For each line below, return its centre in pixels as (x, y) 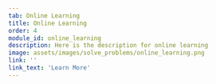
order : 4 (23, 30)
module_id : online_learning (55, 38)
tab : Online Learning (44, 16)
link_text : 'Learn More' (49, 68)
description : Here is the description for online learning (108, 46)
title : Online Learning (48, 23)
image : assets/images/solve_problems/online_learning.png (106, 53)
